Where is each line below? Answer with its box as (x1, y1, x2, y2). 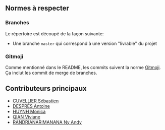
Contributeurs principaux (5, 84, 87, 93)
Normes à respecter (5, 4, 70, 13)
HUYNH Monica (12, 108, 46, 114)
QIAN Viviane (12, 113, 41, 120)
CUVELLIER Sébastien (12, 98, 59, 104)
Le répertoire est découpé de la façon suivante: (5, 30, 104, 37)
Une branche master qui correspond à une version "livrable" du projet (12, 40, 157, 46)
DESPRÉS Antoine (12, 103, 50, 109)
